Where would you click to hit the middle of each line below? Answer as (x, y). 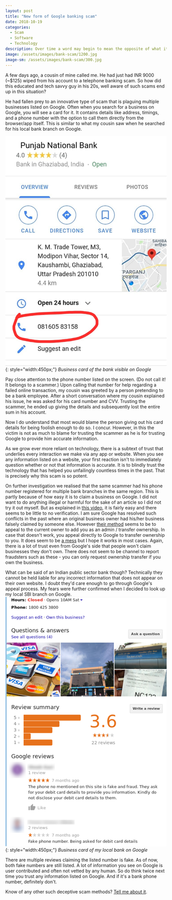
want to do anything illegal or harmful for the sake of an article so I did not (83, 502)
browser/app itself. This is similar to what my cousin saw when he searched (85, 123)
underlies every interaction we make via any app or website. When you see (84, 454)
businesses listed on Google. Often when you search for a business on (80, 107)
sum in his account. (26, 412)
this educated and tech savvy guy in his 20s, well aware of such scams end (85, 86)
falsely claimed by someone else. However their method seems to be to (81, 524)
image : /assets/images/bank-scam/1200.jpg (51, 54)
